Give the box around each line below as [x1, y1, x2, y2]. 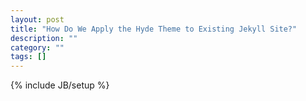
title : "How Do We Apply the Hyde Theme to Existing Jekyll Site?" [10, 24, 298, 34]
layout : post [10, 14, 65, 25]
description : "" [10, 33, 78, 43]
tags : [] [10, 52, 47, 62]
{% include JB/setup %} [10, 79, 110, 91]
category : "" [10, 42, 65, 53]
